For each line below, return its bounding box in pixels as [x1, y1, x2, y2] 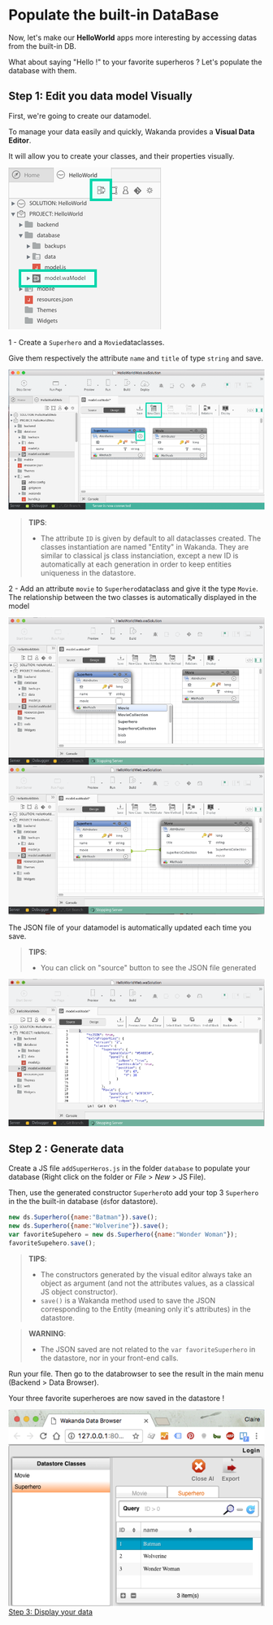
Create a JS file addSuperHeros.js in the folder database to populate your [8, 1163, 250, 1173]
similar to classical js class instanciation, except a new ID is [40, 550, 239, 560]
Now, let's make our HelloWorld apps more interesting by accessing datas [8, 33, 258, 42]
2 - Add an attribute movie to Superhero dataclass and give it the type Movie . [8, 584, 258, 593]
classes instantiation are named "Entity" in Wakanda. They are [40, 541, 249, 551]
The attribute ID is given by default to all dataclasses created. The [40, 533, 262, 543]
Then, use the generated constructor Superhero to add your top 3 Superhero [8, 1188, 259, 1198]
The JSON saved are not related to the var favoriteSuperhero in [40, 1344, 256, 1354]
